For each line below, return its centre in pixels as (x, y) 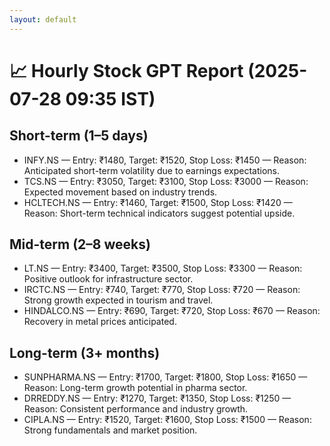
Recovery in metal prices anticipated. (100, 322)
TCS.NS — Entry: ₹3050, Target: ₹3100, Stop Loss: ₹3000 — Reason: (166, 181)
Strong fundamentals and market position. (110, 430)
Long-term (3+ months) (85, 352)
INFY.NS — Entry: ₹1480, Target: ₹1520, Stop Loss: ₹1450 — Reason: (165, 160)
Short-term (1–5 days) (79, 136)
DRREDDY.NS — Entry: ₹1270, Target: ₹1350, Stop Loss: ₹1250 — (157, 398)
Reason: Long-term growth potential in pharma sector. (135, 388)
